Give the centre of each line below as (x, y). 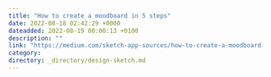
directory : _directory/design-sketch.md (77, 61)
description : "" (35, 38)
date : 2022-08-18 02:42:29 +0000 (65, 23)
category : (25, 53)
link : (17, 46)
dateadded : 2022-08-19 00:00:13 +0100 (73, 30)
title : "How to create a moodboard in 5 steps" (90, 16)
